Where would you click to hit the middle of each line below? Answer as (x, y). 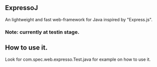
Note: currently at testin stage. (42, 32)
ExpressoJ (21, 8)
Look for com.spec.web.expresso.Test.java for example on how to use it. (78, 59)
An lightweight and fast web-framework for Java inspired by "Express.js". (79, 19)
